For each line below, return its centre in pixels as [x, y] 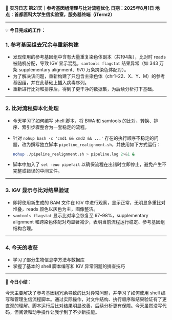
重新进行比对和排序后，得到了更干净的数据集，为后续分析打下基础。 [84, 89]
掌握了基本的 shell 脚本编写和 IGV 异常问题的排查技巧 [69, 266]
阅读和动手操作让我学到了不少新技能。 [59, 312]
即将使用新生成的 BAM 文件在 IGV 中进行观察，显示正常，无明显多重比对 [89, 202]
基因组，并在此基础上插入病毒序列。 [51, 83]
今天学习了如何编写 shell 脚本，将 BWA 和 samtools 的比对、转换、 [83, 121]
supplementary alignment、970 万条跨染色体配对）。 [74, 70]
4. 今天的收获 [22, 248]
